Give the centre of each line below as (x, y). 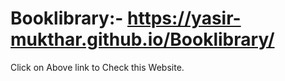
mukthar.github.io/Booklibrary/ (142, 39)
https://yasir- (184, 18)
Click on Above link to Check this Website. (97, 67)
